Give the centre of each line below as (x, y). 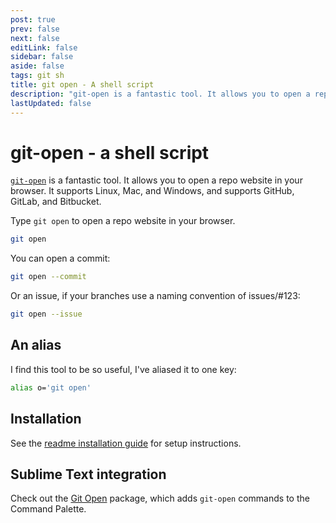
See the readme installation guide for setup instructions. (126, 443)
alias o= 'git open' (51, 387)
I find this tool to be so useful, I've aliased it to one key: (123, 369)
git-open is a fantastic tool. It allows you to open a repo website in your (156, 180)
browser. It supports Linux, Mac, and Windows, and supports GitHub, (152, 191)
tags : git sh (37, 76)
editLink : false (44, 47)
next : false (35, 38)
